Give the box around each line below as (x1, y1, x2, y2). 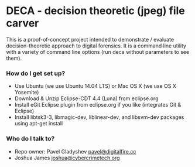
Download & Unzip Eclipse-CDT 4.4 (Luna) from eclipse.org (14, 95, 159, 102)
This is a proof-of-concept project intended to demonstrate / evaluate (6, 36, 175, 43)
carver (6, 16, 39, 30)
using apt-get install (14, 120, 63, 127)
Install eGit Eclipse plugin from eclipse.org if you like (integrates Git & (14, 101, 182, 108)
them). (6, 54, 22, 62)
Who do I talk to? (6, 135, 55, 143)
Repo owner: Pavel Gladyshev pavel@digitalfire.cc (14, 148, 136, 155)
